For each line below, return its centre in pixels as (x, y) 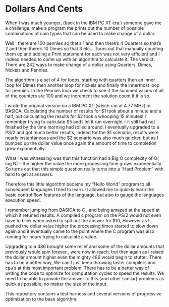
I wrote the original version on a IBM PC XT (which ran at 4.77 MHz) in (78, 105)
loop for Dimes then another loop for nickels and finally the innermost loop (82, 85)
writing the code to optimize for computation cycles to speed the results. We (85, 273)
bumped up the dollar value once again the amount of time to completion (81, 143)
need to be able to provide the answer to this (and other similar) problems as (85, 278)
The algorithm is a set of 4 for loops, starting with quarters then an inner (80, 80)
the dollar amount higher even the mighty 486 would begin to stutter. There (83, 257)
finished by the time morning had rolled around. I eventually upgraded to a (82, 127)
